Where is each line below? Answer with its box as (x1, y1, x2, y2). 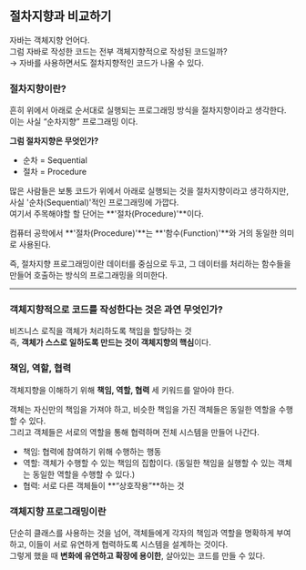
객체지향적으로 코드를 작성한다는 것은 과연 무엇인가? (9, 303, 223, 316)
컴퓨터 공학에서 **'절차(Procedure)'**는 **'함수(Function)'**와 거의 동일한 (9, 228, 278, 239)
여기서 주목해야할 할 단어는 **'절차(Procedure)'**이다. (9, 209, 205, 219)
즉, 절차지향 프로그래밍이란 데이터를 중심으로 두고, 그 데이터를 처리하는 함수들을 (9, 259, 291, 270)
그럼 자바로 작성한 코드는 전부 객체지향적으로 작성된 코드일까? (9, 46, 228, 56)
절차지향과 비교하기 (9, 8, 112, 25)
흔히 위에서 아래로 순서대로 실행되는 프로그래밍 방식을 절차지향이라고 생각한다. (9, 105, 287, 116)
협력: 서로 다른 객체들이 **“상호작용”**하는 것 (22, 480, 185, 491)
